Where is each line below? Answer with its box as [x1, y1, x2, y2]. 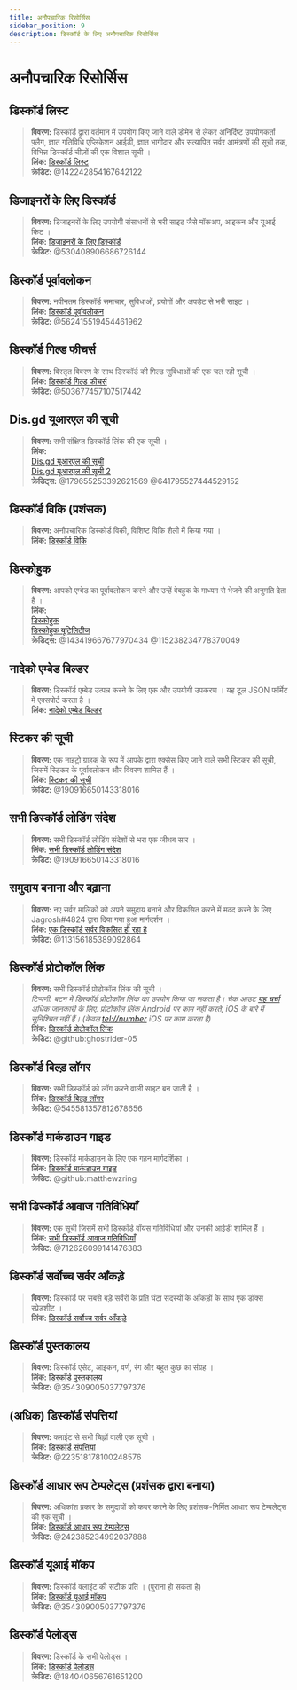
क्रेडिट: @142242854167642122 [30, 167, 143, 177]
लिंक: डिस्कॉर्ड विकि [30, 536, 87, 546]
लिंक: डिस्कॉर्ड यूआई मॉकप [30, 1591, 106, 1601]
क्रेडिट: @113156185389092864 [30, 934, 142, 944]
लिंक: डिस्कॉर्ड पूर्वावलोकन [30, 307, 105, 317]
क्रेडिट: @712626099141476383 [30, 1242, 143, 1253]
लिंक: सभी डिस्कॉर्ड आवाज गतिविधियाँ [30, 1232, 136, 1243]
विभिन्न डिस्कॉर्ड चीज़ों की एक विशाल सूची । [30, 147, 151, 158]
